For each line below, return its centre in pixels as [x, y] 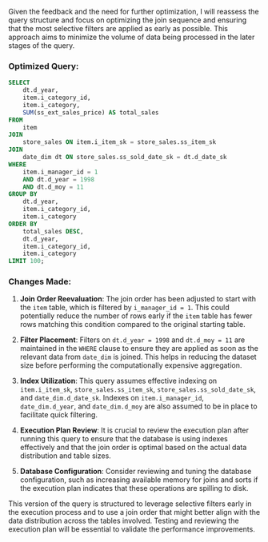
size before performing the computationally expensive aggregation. [131, 365]
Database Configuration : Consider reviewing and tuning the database [136, 472]
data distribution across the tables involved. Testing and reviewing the [124, 521]
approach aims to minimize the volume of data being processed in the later [132, 37]
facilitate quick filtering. [59, 415]
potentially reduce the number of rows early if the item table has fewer [136, 316]
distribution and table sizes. [66, 456]
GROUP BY [23, 194]
